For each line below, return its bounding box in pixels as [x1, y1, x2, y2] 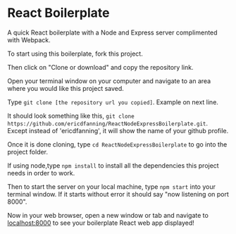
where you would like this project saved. [7, 84, 125, 92]
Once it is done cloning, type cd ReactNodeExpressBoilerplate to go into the [7, 140, 228, 149]
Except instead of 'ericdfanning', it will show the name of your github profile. [7, 126, 229, 135]
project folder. [7, 147, 48, 156]
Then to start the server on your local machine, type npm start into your [7, 182, 216, 191]
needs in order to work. [7, 168, 75, 177]
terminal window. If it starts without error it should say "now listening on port [7, 190, 229, 198]
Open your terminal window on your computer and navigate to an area [7, 76, 211, 85]
